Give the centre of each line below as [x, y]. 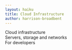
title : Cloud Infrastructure [35, 14]
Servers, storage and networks [36, 37]
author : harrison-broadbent [34, 18]
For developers [20, 43]
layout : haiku [19, 9]
